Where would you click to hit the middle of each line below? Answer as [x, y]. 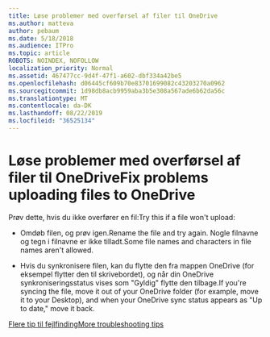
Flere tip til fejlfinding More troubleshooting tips [86, 324]
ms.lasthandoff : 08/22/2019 [56, 114]
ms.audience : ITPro [41, 46]
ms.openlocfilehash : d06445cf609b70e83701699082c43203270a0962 [117, 83]
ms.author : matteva [41, 23]
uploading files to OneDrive [102, 195]
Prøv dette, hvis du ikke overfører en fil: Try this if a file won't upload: [122, 217]
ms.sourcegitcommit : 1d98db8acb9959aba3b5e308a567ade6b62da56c [117, 91]
